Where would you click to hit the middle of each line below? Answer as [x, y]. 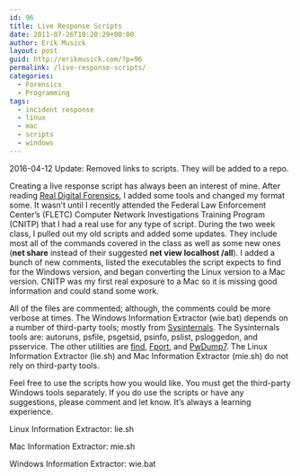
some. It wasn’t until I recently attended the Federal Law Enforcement [138, 205]
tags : [19, 101]
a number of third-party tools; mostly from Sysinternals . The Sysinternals [145, 327]
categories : [31, 76]
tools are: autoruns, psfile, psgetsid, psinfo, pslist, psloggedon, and [134, 337]
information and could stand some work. [84, 291]
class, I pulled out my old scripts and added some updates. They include [143, 234]
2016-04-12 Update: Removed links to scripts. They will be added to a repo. [149, 168]
